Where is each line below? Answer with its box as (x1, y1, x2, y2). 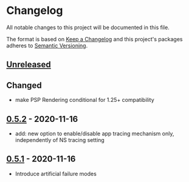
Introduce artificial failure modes (15, 170, 97, 177)
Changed (6, 80, 42, 90)
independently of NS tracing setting (15, 136, 105, 143)
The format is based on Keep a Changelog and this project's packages (6, 35, 183, 42)
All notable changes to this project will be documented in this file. (6, 24, 170, 31)
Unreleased (6, 59, 52, 70)
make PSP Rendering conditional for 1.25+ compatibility (15, 96, 155, 104)
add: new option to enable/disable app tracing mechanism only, (15, 130, 174, 137)
